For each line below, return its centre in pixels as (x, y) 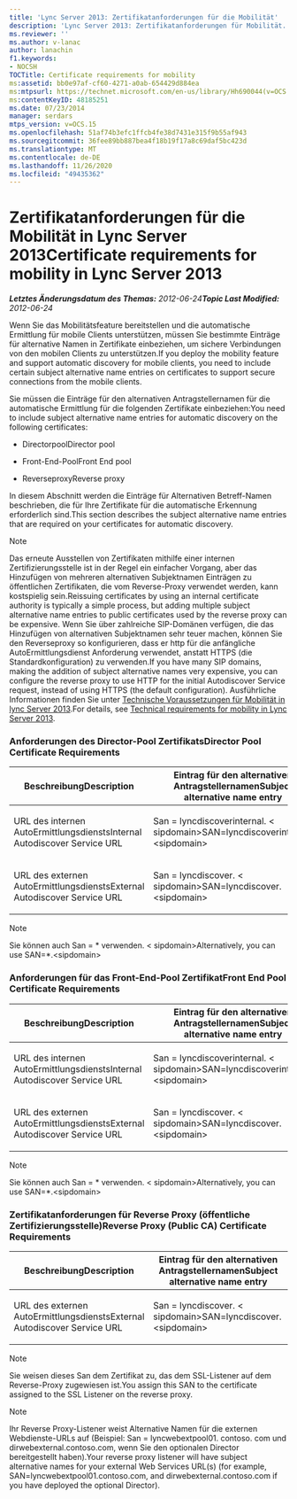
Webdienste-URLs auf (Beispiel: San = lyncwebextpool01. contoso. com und (148, 1438)
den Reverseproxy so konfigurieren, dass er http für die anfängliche (133, 643)
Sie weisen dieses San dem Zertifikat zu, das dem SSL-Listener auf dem (141, 1376)
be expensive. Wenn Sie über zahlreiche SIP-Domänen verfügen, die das (141, 625)
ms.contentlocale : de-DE (55, 157)
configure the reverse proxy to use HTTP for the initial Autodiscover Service (147, 681)
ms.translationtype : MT (53, 149)
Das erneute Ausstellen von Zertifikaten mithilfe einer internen (122, 558)
